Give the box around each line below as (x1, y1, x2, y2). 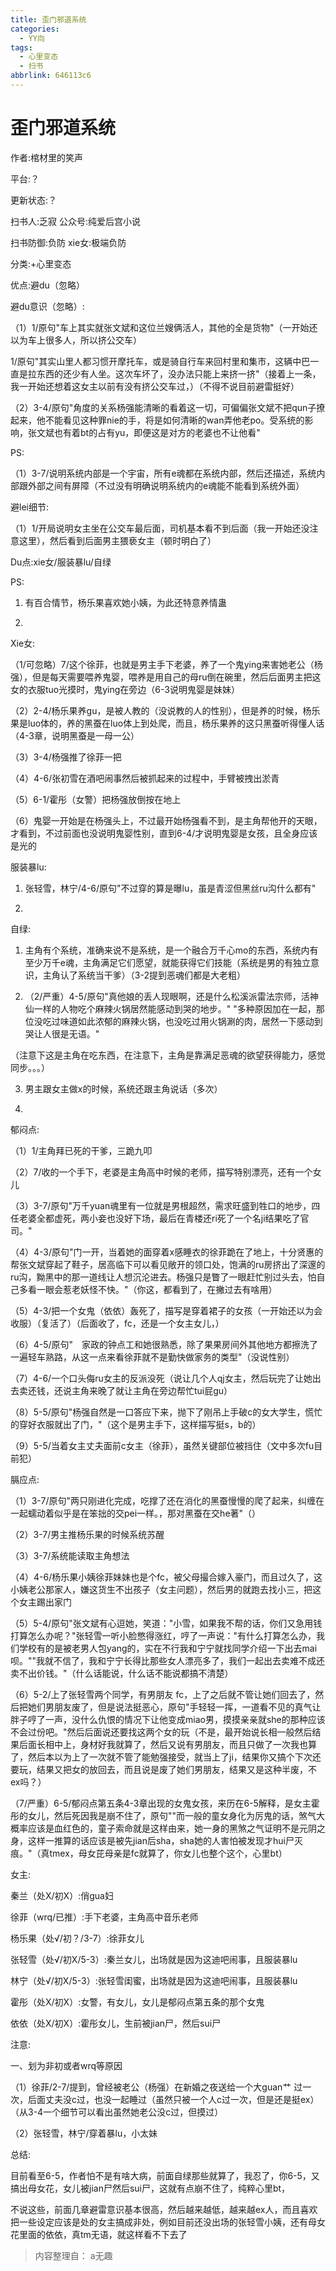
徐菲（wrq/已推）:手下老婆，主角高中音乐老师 (10, 1911, 199, 1923)
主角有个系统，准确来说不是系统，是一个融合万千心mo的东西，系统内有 (24, 944, 319, 956)
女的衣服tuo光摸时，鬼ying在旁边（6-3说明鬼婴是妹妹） (10, 683, 240, 695)
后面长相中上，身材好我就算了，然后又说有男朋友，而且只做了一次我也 (18, 1738, 308, 1750)
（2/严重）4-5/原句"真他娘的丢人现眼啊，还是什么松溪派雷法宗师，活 (24, 990, 310, 1002)
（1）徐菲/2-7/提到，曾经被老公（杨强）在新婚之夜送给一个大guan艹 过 (10, 2081, 303, 2093)
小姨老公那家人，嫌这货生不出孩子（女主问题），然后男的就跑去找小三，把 (10, 1583, 313, 1595)
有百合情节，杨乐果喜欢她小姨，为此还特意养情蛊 (24, 596, 227, 608)
